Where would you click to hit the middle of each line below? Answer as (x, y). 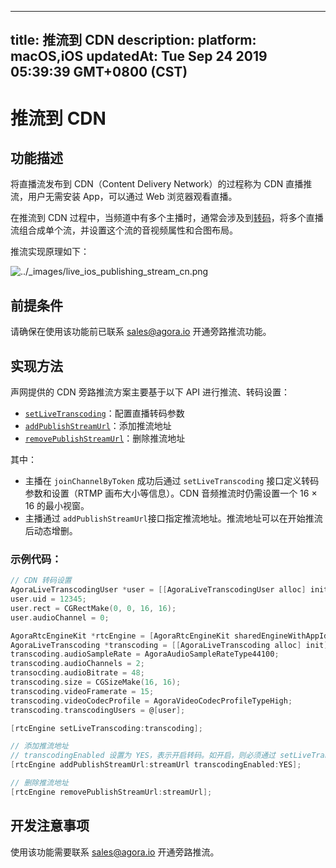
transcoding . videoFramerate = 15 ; (82, 691)
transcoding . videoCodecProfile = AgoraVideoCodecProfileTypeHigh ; (151, 701)
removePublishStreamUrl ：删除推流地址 (105, 438)
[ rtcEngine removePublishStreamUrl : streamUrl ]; (111, 792)
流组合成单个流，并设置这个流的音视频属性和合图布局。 (124, 230)
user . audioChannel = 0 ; (60, 617)
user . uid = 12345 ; (48, 599)
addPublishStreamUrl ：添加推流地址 (98, 426)
